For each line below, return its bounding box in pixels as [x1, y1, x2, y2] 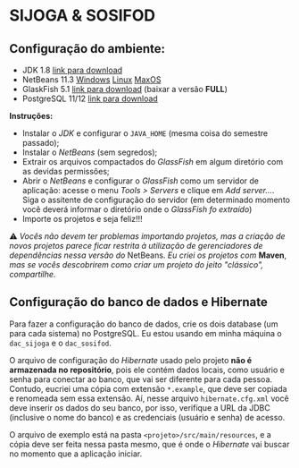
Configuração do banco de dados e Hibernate [9, 294, 268, 310]
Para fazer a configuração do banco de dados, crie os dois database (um [9, 319, 278, 329]
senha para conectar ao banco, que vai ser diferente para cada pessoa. [9, 373, 273, 385]
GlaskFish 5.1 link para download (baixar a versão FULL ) [21, 84, 228, 94]
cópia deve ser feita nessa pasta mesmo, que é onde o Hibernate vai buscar [9, 438, 290, 449]
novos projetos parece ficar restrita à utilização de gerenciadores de [9, 241, 263, 251]
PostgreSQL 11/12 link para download [21, 93, 158, 104]
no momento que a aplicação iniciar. [9, 448, 143, 459]
